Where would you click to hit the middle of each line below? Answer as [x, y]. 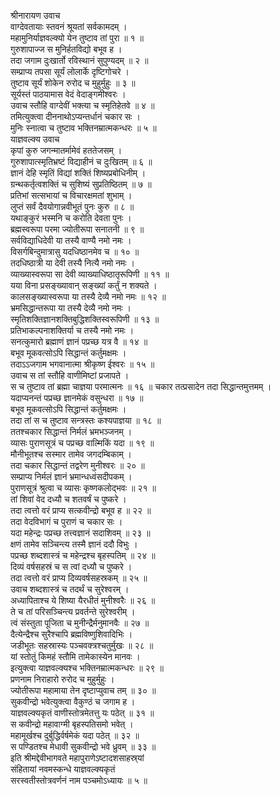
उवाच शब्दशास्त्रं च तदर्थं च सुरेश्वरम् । [70, 589]
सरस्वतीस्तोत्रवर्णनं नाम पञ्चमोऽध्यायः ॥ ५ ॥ [79, 780]
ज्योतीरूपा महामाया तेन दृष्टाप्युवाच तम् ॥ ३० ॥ [83, 690]
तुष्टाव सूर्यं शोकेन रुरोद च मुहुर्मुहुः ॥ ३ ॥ [73, 83]
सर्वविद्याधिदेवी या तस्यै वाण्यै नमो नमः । [71, 240]
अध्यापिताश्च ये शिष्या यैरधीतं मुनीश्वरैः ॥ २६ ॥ [83, 600]
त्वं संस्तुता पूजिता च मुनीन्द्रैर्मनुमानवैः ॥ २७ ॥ [80, 623]
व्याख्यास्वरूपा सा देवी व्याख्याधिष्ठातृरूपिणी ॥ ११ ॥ [90, 274]
